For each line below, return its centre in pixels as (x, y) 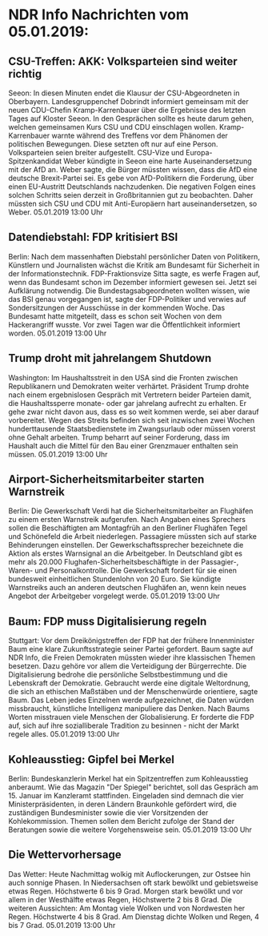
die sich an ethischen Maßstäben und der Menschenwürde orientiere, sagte (133, 692)
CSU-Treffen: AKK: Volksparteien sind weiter (123, 61)
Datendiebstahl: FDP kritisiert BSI (93, 237)
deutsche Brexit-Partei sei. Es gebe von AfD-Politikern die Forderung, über (131, 178)
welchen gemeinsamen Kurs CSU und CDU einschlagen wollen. (113, 127)
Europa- (199, 153)
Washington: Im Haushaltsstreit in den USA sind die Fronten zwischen (123, 377)
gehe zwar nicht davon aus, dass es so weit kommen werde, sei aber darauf (134, 412)
